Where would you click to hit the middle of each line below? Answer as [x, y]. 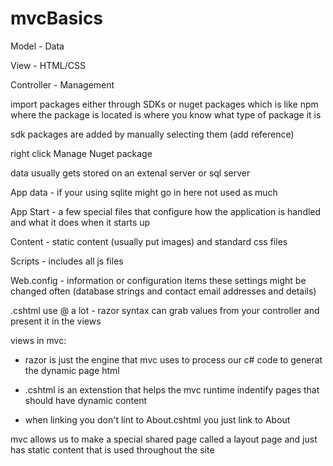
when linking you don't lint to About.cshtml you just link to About [157, 419]
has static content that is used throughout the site [112, 449]
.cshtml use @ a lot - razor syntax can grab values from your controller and [165, 310]
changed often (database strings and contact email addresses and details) [163, 291]
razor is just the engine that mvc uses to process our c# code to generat [173, 359]
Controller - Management [62, 84]
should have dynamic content [86, 400]
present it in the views [56, 321]
